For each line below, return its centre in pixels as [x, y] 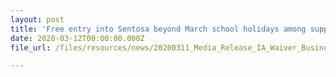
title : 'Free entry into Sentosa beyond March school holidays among [158, 29]
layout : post [37, 19]
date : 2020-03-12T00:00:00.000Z [77, 38]
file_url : [31, 47]
